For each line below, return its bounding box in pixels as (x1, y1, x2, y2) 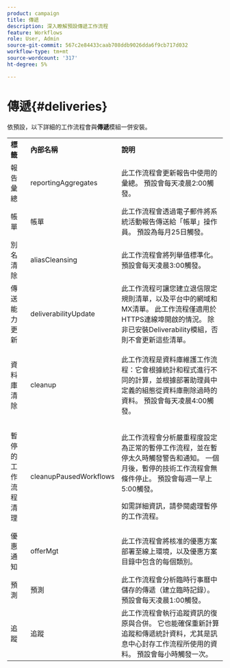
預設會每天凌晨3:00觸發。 (121, 260, 205, 270)
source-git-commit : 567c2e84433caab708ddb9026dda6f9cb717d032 (7, 42, 188, 49)
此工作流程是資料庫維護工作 (121, 354, 211, 364)
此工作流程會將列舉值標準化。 (121, 250, 218, 260)
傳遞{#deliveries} (7, 99, 108, 114)
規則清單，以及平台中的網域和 (121, 294, 218, 304)
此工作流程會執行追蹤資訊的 (121, 608, 211, 617)
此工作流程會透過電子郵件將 (121, 206, 211, 216)
